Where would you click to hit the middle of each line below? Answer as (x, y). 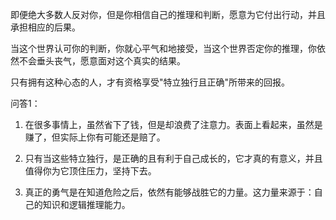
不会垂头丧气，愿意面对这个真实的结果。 (102, 61)
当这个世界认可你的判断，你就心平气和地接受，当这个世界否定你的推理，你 (163, 48)
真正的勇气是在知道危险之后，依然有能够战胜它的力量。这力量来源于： (169, 192)
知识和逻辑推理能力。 (86, 204)
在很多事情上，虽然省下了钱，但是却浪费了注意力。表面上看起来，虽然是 (173, 124)
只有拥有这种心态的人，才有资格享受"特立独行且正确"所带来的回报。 (150, 82)
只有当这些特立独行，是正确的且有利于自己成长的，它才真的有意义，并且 (173, 158)
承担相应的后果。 (45, 27)
